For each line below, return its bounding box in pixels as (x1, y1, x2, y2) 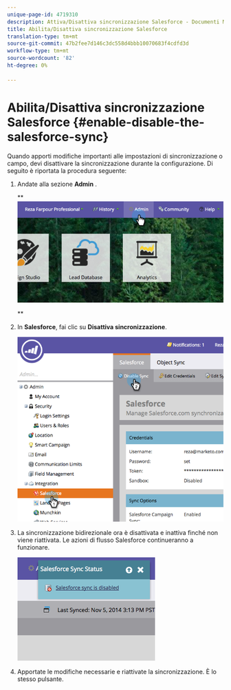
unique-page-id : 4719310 (7, 11, 78, 18)
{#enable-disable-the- (72, 114, 205, 130)
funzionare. (16, 543, 50, 552)
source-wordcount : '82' (7, 55, 76, 62)
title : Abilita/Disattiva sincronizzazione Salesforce (7, 25, 168, 32)
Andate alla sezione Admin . (16, 180, 98, 188)
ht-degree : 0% (7, 62, 48, 69)
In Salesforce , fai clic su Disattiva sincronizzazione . (16, 323, 167, 331)
